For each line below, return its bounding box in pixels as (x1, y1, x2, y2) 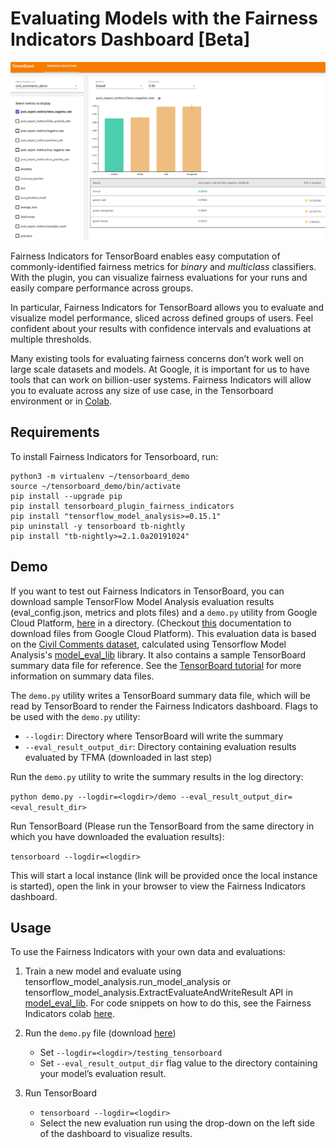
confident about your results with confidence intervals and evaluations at (10, 322, 312, 334)
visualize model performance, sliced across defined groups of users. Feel (10, 312, 314, 324)
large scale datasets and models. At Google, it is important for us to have (10, 363, 310, 375)
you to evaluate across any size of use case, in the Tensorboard (10, 384, 274, 396)
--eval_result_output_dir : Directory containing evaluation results (24, 740, 297, 752)
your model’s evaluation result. (39, 1068, 167, 1080)
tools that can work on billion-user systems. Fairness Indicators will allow (10, 373, 312, 386)
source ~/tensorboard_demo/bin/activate (10, 481, 182, 491)
